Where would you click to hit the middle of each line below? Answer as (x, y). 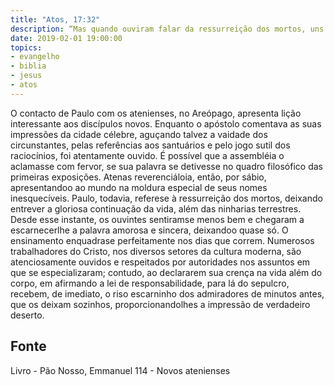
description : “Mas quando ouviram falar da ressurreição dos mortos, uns (167, 29)
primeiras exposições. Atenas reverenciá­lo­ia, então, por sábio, (138, 177)
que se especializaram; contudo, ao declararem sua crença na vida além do (166, 272)
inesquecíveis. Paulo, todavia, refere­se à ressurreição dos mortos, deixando (166, 198)
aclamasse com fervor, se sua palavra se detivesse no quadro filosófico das (166, 166)
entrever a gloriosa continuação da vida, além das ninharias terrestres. (156, 208)
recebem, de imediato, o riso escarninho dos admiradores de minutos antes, (167, 293)
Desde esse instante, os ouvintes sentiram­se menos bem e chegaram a (157, 219)
